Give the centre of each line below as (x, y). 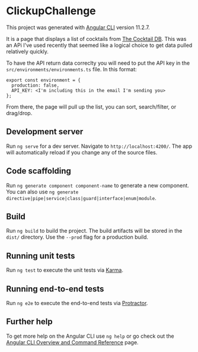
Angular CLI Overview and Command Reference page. (72, 342)
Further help (30, 322)
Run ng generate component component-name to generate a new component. (98, 185)
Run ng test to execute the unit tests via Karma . (65, 270)
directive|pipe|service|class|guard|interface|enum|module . (81, 198)
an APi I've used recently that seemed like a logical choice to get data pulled (99, 45)
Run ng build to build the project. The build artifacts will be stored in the (94, 231)
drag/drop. (19, 113)
